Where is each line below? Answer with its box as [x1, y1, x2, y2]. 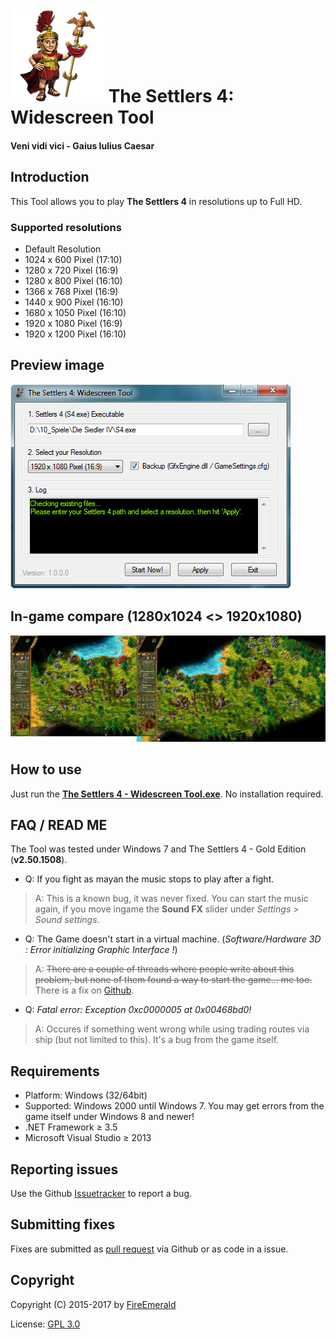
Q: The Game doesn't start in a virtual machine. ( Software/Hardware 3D [24, 933, 322, 945]
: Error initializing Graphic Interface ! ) [24, 944, 178, 956]
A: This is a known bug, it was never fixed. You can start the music [34, 893, 309, 905]
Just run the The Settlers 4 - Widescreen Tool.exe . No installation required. [10, 788, 324, 800]
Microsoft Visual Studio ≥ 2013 [24, 1132, 152, 1144]
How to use [10, 761, 82, 778]
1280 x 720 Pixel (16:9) [24, 264, 119, 276]
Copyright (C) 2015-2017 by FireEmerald [10, 1298, 177, 1310]
